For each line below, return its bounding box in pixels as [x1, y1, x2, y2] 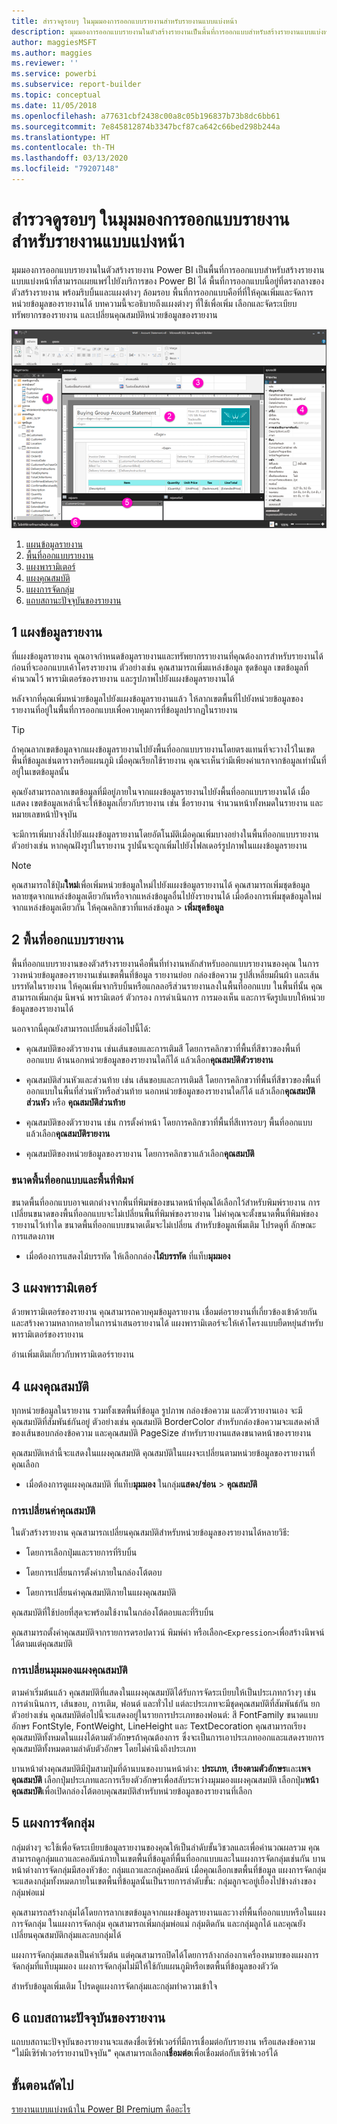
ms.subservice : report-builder [11, 80, 142, 90]
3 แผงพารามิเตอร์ [11, 1279, 98, 1296]
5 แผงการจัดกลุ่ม [11, 1815, 95, 1832]
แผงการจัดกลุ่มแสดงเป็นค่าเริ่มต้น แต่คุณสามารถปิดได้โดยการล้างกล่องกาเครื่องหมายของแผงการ [11, 1948, 319, 1960]
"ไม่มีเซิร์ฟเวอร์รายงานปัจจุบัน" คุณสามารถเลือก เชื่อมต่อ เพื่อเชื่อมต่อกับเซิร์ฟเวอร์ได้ [11, 2047, 279, 2059]
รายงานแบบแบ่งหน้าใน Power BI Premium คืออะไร [11, 2103, 191, 2115]
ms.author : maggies [11, 48, 93, 58]
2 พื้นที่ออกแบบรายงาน [11, 931, 124, 948]
